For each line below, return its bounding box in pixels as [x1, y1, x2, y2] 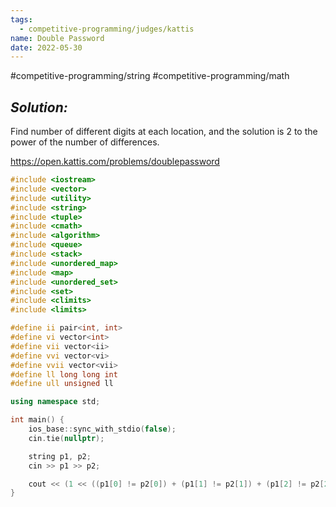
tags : [10, 14, 33, 25]
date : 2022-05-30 [10, 42, 83, 53]
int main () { [10, 415, 65, 425]
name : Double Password [10, 33, 105, 43]
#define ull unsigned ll [10, 379, 114, 389]
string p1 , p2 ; [28, 451, 92, 461]
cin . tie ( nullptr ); [28, 433, 105, 443]
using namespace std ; [10, 397, 101, 407]
